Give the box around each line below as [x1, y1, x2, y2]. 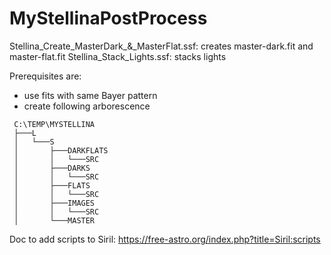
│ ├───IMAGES [13, 198, 96, 208]
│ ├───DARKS [13, 163, 91, 173]
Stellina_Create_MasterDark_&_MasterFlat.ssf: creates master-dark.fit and [9, 40, 314, 52]
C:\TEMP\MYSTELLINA [13, 119, 96, 129]
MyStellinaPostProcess [9, 7, 208, 30]
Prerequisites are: [9, 70, 82, 82]
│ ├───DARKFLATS [13, 145, 109, 156]
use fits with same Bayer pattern [23, 89, 158, 101]
